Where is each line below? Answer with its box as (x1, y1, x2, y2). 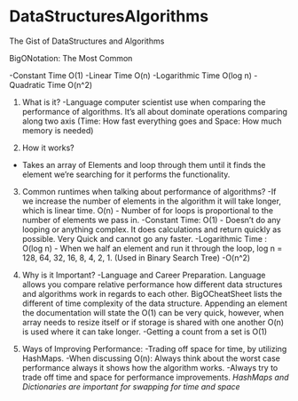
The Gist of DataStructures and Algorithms (9, 36, 165, 46)
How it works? (21, 142, 74, 153)
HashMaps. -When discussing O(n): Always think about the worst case (21, 353, 281, 364)
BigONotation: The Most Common (9, 52, 133, 63)
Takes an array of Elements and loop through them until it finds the (21, 159, 266, 170)
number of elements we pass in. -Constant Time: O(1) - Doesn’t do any (21, 214, 281, 225)
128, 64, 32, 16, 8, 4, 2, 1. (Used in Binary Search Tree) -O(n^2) (21, 252, 251, 263)
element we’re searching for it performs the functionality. (21, 169, 231, 180)
